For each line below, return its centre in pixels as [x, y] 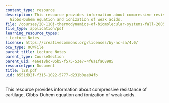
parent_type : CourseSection [35, 57]
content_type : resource [30, 10]
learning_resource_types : [32, 33]
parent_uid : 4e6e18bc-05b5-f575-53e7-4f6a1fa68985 [59, 61]
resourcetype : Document [30, 66]
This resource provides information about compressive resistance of [76, 89]
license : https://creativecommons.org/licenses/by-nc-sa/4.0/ [72, 43]
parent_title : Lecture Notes [36, 52]
